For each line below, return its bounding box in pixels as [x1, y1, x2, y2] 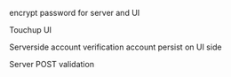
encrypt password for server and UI [9, 8, 140, 18]
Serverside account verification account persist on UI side [9, 42, 222, 52]
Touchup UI [9, 25, 52, 35]
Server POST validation [9, 59, 95, 69]
